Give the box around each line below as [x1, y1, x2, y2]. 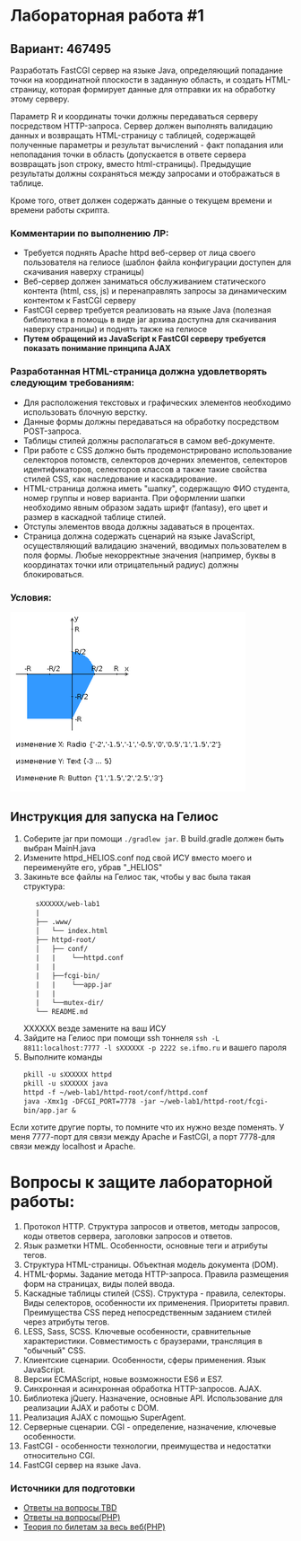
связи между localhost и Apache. [10, 1140, 136, 1151]
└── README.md [35, 1007, 89, 1016]
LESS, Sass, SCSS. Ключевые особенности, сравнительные [22, 1325, 252, 1336]
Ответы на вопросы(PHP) [22, 1511, 121, 1522]
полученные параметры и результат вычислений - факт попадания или [10, 140, 284, 150]
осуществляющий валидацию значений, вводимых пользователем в [22, 540, 288, 550]
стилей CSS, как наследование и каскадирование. [22, 473, 218, 484]
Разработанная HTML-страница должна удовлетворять [10, 365, 268, 378]
